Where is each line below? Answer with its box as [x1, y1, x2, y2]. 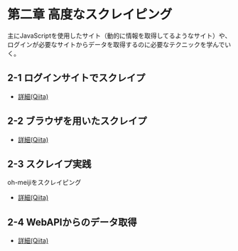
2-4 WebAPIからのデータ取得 [7, 216, 137, 228]
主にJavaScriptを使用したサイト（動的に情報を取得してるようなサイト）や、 [7, 31, 232, 40]
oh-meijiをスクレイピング [7, 178, 82, 187]
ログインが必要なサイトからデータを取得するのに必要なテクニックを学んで [7, 40, 225, 48]
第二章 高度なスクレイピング [7, 6, 173, 23]
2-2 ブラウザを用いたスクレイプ [7, 115, 147, 127]
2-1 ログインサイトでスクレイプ [7, 72, 146, 84]
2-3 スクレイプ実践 [7, 158, 92, 170]
